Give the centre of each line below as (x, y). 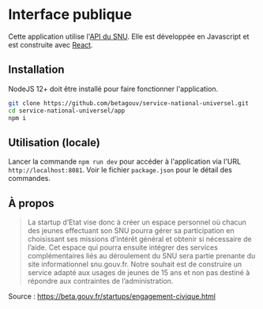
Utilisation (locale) (54, 143)
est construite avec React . (51, 44)
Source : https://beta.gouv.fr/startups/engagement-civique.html (112, 296)
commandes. (30, 179)
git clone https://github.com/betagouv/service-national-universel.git (128, 103)
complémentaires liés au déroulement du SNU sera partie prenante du (141, 256)
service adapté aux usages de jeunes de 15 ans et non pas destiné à (139, 273)
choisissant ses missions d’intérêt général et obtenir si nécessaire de (139, 239)
